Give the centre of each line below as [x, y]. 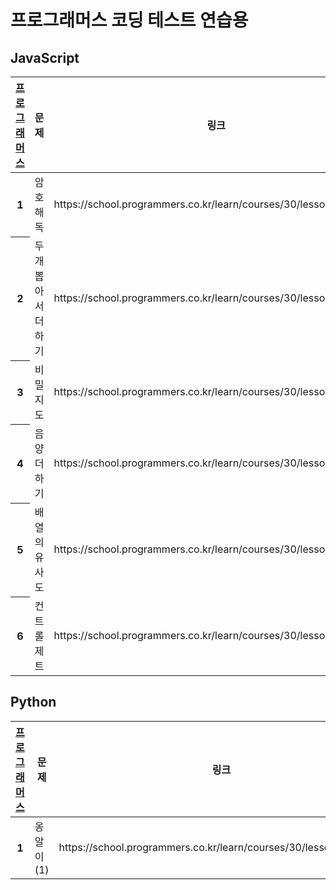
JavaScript [45, 57]
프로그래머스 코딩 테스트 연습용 [129, 20]
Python [33, 702]
